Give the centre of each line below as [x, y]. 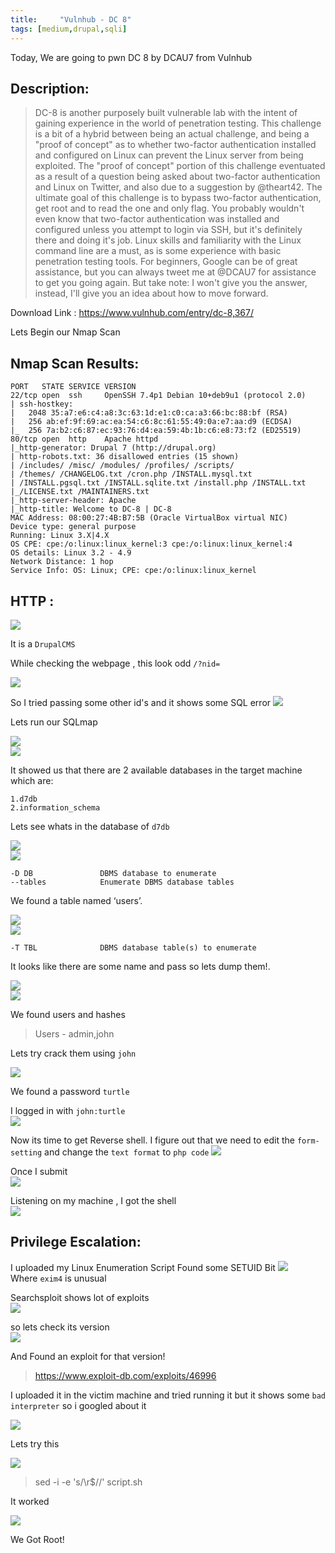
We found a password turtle [70, 1091]
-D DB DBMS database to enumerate [113, 873]
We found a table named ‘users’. [76, 900]
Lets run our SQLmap [54, 722]
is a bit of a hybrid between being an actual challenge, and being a [172, 134]
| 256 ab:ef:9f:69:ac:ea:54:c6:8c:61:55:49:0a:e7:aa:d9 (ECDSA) [151, 422]
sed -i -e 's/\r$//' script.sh [88, 1482]
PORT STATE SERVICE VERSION [73, 387]
